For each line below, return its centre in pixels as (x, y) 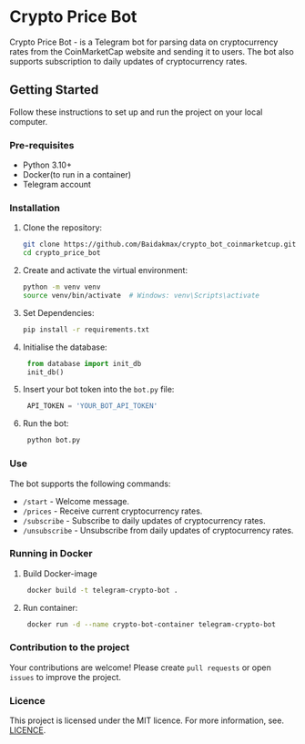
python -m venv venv (61, 287)
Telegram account (56, 185)
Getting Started (54, 90)
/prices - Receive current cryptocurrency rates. (112, 511)
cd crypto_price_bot (61, 253)
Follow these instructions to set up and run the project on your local (136, 112)
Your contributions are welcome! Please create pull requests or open (140, 668)
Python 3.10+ (47, 165)
